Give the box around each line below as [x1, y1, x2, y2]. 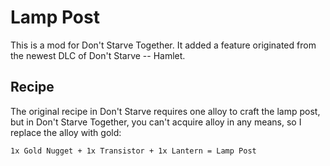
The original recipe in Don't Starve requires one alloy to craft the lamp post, [10, 105, 321, 117]
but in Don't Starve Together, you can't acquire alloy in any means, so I [10, 116, 302, 128]
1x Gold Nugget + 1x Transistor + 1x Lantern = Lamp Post [10, 146, 257, 156]
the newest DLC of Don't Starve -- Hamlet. [10, 49, 186, 61]
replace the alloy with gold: [10, 126, 122, 138]
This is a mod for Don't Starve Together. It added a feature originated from [10, 39, 317, 51]
